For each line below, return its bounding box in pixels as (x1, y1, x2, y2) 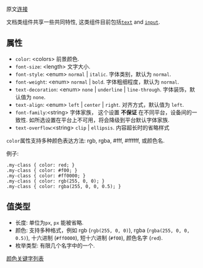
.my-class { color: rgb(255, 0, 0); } (6, 178, 105, 184)
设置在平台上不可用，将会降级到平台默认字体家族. (45, 116, 169, 123)
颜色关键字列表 (6, 255, 44, 262)
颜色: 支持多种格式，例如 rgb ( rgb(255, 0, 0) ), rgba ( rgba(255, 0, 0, (15, 226, 190, 234)
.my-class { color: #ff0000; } (6, 173, 86, 179)
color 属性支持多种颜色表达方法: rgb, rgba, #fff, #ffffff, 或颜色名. (6, 137, 165, 144)
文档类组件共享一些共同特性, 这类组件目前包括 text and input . (6, 18, 160, 26)
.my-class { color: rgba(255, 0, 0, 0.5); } (6, 183, 121, 189)
